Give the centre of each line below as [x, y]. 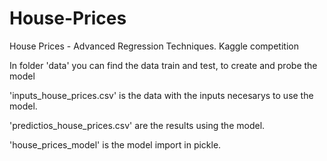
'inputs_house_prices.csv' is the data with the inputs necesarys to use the [161, 95]
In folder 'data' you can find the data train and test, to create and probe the [163, 65]
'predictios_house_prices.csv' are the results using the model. [137, 125]
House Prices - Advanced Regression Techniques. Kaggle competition [154, 46]
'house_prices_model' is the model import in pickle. [115, 144]
